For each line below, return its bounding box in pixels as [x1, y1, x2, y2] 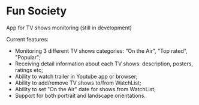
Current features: [6, 35, 49, 43]
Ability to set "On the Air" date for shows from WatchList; [14, 85, 156, 92]
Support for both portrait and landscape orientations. [14, 92, 146, 99]
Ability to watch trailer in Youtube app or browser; [14, 73, 138, 80]
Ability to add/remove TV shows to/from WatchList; [14, 79, 142, 86]
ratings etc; [14, 66, 43, 73]
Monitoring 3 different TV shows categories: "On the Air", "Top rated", [14, 47, 188, 55]
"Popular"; [14, 53, 41, 61]
